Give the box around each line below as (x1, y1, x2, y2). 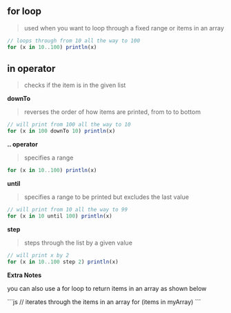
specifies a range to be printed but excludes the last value (23, 193, 190, 201)
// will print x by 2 (7, 252, 70, 258)
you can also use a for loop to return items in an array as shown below (7, 284, 207, 292)
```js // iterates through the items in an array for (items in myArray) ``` (7, 297, 201, 306)
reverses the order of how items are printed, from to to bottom (23, 108, 201, 116)
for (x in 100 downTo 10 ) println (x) (7, 128, 116, 135)
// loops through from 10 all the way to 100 (7, 37, 140, 44)
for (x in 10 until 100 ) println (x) (7, 212, 112, 220)
